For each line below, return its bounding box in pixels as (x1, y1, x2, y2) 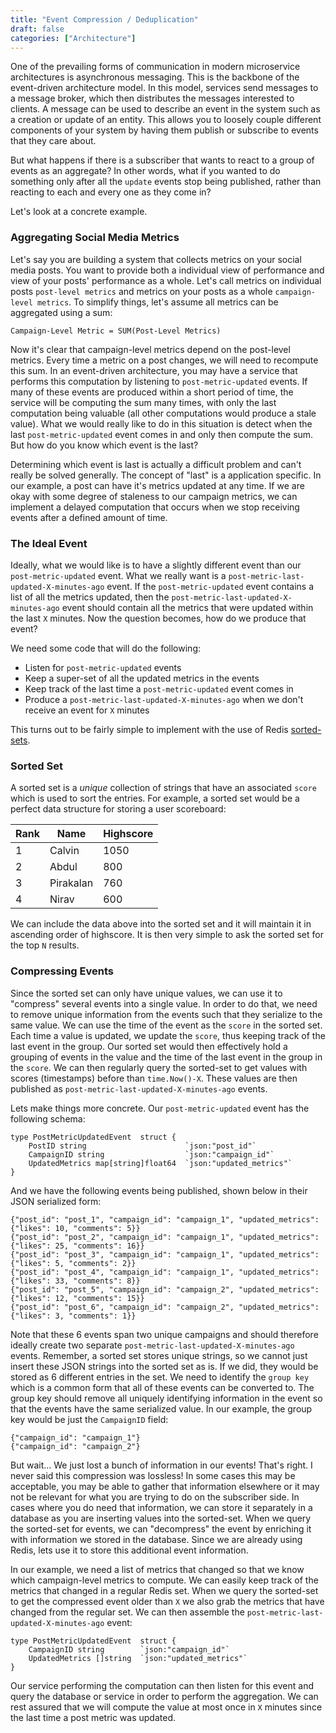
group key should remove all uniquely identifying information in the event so (10, 1392, 323, 1404)
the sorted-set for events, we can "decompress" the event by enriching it (10, 1522, 312, 1535)
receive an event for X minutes (24, 704, 150, 716)
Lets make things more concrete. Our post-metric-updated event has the (10, 1102, 310, 1114)
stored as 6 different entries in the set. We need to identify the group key (10, 1371, 310, 1383)
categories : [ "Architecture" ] (10, 33, 137, 43)
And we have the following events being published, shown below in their (10, 1184, 308, 1196)
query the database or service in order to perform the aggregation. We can (10, 1690, 319, 1702)
